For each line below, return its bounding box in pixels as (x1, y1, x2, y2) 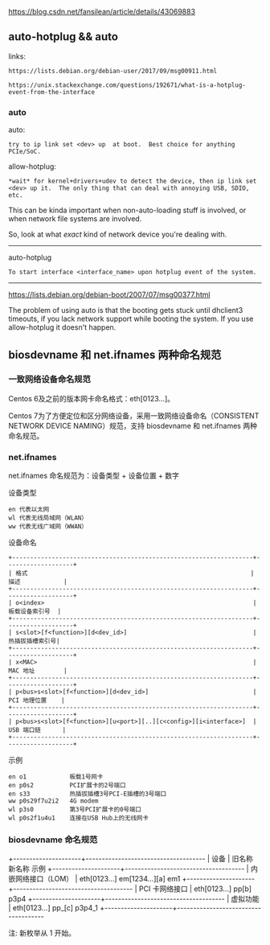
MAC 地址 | (8, 667, 67, 675)
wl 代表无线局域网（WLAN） (8, 514, 88, 522)
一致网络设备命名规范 (8, 374, 91, 385)
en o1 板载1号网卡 (8, 773, 104, 781)
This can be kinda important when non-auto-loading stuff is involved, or (8, 205, 247, 216)
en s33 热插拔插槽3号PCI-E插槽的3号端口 (8, 790, 167, 799)
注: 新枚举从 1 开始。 (8, 928, 76, 938)
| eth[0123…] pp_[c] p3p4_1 (8, 903, 99, 913)
